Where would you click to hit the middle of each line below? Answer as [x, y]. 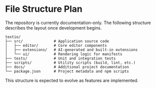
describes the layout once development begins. [54, 28]
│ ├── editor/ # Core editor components [56, 45]
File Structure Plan [44, 9]
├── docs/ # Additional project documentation [67, 67]
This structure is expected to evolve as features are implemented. [72, 80]
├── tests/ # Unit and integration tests [60, 58]
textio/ [13, 37]
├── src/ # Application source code [57, 41]
